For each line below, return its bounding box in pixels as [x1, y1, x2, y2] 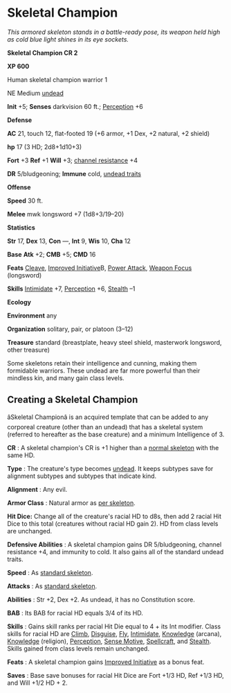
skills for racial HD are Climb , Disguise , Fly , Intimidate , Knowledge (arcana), [7, 629, 222, 638]
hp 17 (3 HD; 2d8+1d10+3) [7, 142, 82, 151]
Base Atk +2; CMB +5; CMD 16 [7, 250, 96, 258]
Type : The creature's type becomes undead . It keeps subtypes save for [7, 464, 214, 472]
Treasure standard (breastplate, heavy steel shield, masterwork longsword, [7, 338, 223, 346]
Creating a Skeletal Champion [7, 394, 138, 406]
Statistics [7, 223, 36, 232]
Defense [7, 116, 33, 124]
